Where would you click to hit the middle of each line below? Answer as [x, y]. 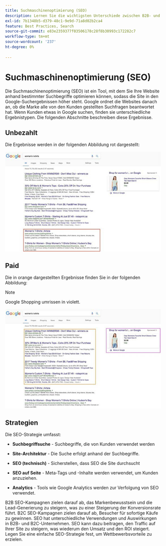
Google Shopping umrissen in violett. [43, 302]
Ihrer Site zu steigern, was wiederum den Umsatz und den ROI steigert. [78, 529]
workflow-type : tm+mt [27, 37]
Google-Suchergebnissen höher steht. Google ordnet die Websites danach [81, 101]
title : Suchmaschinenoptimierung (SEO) [46, 10]
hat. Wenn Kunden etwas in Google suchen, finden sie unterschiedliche [78, 112]
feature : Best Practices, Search [40, 26]
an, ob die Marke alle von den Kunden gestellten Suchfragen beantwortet [80, 107]
